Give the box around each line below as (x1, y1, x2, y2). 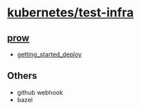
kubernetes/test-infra (7, 5, 134, 21)
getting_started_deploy (16, 50, 82, 58)
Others (7, 70, 38, 82)
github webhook (16, 88, 64, 97)
